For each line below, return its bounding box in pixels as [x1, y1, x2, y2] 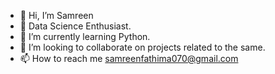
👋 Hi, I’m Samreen [19, 10, 94, 21]
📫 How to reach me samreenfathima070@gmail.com [19, 53, 239, 64]
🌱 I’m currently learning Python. [19, 31, 151, 42]
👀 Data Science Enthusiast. [19, 20, 132, 32]
